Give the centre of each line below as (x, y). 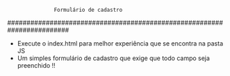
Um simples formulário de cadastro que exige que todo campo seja (114, 58)
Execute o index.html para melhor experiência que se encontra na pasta (120, 44)
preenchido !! (36, 65)
